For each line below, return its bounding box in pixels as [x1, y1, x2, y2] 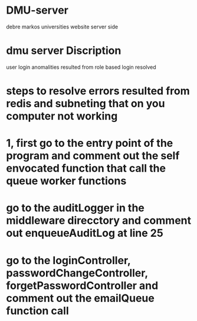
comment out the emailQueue [6, 291, 155, 305]
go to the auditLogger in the [6, 201, 145, 215]
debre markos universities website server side [6, 23, 119, 30]
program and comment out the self [6, 149, 180, 163]
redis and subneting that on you [6, 97, 165, 110]
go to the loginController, [6, 253, 131, 267]
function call [6, 304, 69, 317]
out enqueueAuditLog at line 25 [6, 226, 163, 240]
